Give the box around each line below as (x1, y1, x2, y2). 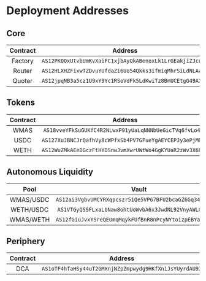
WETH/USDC (10, 205, 49, 214)
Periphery (6, 236, 45, 247)
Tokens (6, 98, 36, 108)
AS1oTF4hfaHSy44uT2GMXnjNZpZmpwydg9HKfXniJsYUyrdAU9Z (42, 265, 202, 272)
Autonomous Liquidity (6, 167, 94, 177)
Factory (11, 56, 34, 65)
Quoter (12, 77, 33, 85)
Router (13, 67, 32, 75)
